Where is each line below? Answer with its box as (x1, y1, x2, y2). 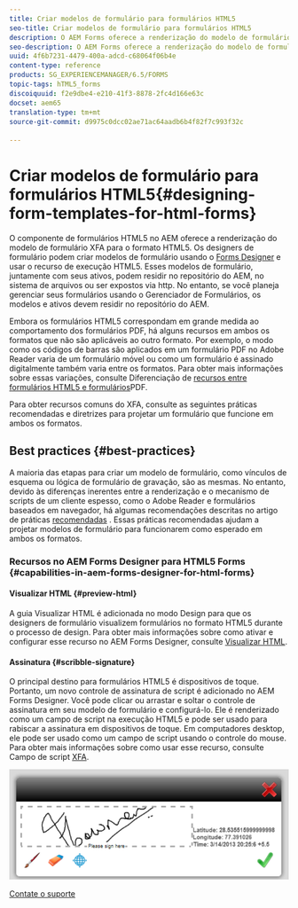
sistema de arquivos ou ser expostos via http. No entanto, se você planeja (9, 280, 279, 291)
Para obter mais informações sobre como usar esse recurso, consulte (9, 742, 264, 753)
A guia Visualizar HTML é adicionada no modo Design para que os (9, 608, 252, 618)
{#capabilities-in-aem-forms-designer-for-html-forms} (9, 566, 255, 578)
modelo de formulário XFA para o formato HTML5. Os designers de (9, 242, 255, 253)
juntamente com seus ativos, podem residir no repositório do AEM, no (9, 270, 264, 281)
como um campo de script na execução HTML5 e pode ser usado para (9, 714, 268, 724)
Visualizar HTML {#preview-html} (9, 588, 137, 599)
